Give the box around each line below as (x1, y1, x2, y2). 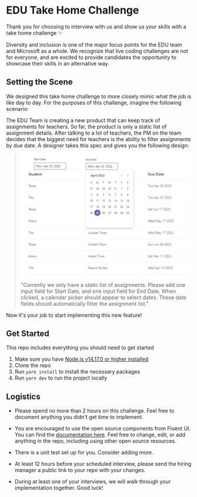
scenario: (6, 105, 29, 112)
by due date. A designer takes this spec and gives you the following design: (6, 142, 189, 149)
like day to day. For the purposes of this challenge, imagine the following (6, 99, 182, 106)
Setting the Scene (6, 77, 73, 87)
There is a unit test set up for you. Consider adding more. (14, 449, 154, 456)
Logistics (6, 391, 41, 401)
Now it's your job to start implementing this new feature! (6, 311, 142, 319)
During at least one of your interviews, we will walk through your (14, 478, 171, 485)
